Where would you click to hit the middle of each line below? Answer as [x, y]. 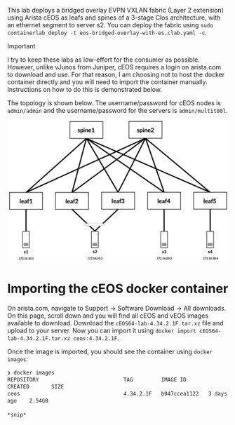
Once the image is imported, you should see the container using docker [110, 351]
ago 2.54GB [28, 400]
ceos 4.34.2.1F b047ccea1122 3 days [117, 393]
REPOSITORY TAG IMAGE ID [97, 379]
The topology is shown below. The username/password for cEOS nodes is [114, 103]
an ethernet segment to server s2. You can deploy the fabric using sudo [110, 25]
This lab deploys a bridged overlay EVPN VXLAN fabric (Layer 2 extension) [116, 10]
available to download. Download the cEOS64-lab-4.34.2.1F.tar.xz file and [115, 323]
